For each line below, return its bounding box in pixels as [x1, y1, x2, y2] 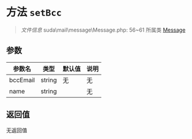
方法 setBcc [6, 5, 62, 19]
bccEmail [9, 76, 35, 84]
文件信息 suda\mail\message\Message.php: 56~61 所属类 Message [20, 26, 186, 33]
